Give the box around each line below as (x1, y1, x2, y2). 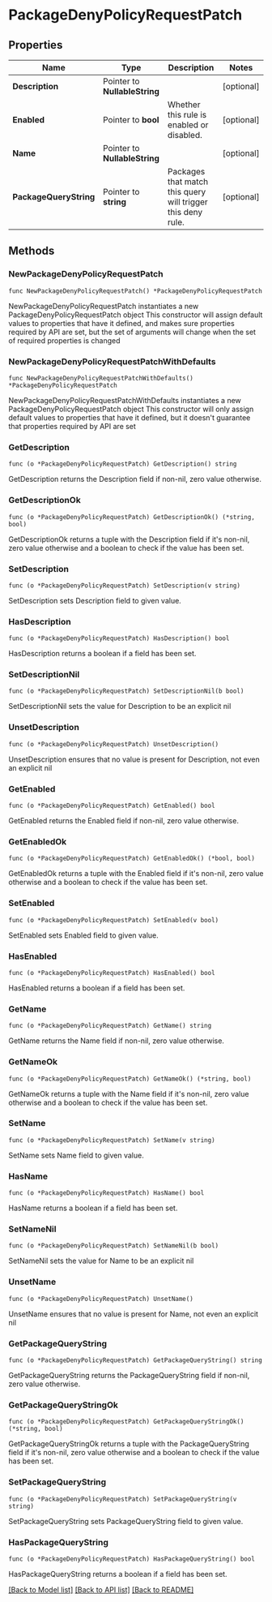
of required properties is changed (8, 335, 121, 346)
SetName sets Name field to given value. (8, 1150, 144, 1160)
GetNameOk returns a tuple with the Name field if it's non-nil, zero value (8, 1089, 249, 1098)
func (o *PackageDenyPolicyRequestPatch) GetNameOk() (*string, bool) (8, 1075, 252, 1083)
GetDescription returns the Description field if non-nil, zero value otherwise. (8, 475, 261, 484)
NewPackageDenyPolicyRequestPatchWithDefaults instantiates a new (8, 395, 241, 405)
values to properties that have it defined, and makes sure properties (8, 318, 235, 328)
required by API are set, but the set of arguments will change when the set (8, 327, 257, 337)
